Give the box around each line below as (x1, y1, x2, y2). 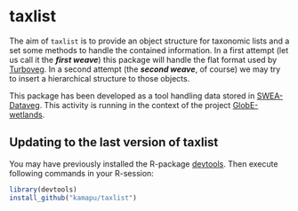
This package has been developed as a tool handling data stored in (9, 90, 255, 101)
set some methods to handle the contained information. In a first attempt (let (9, 44, 289, 55)
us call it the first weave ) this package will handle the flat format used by (9, 54, 278, 65)
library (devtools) (9, 184, 77, 194)
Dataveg (9, 99, 40, 110)
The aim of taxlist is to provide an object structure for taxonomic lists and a (9, 35, 290, 46)
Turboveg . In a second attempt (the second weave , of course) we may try (9, 64, 281, 74)
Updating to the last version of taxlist (9, 135, 219, 150)
